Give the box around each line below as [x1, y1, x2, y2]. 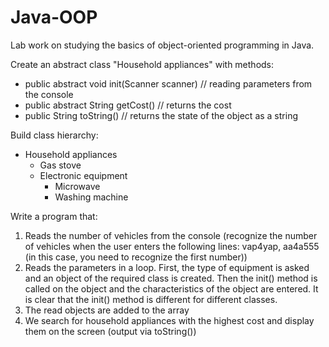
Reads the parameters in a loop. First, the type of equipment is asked [24, 261, 310, 273]
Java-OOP [10, 6, 98, 29]
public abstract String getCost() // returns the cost [24, 99, 232, 111]
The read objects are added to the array [24, 304, 190, 316]
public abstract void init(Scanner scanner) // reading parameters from [24, 77, 313, 90]
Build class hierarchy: [10, 129, 99, 141]
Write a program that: [10, 210, 98, 222]
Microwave [54, 180, 101, 192]
